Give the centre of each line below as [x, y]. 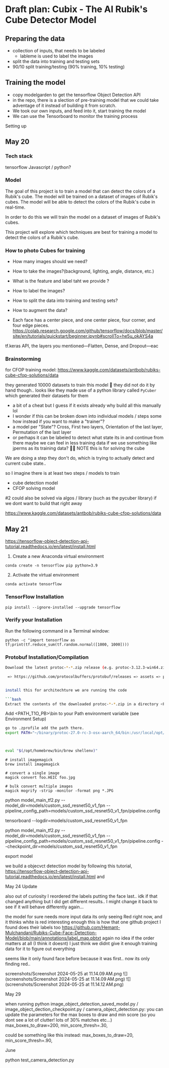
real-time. [15, 207]
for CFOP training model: [31, 370]
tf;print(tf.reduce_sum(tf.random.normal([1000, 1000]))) [67, 644]
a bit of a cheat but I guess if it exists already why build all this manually [87, 405]
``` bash [13, 699]
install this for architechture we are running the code [66, 690]
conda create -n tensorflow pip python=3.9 [52, 566]
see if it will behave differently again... [45, 907]
